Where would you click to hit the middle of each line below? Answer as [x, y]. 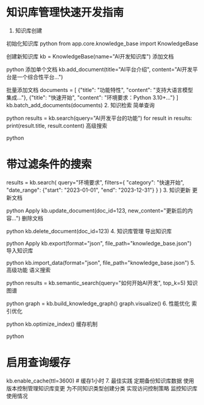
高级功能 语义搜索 [28, 270]
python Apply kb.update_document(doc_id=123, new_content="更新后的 [97, 210]
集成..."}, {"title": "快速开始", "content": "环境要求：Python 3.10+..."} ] [92, 97]
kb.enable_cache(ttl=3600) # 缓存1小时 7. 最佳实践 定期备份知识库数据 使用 [100, 381]
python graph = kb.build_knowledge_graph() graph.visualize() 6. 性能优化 [98, 303]
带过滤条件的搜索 [49, 164]
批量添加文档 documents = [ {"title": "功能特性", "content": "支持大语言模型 [100, 90]
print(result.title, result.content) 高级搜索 [57, 125]
